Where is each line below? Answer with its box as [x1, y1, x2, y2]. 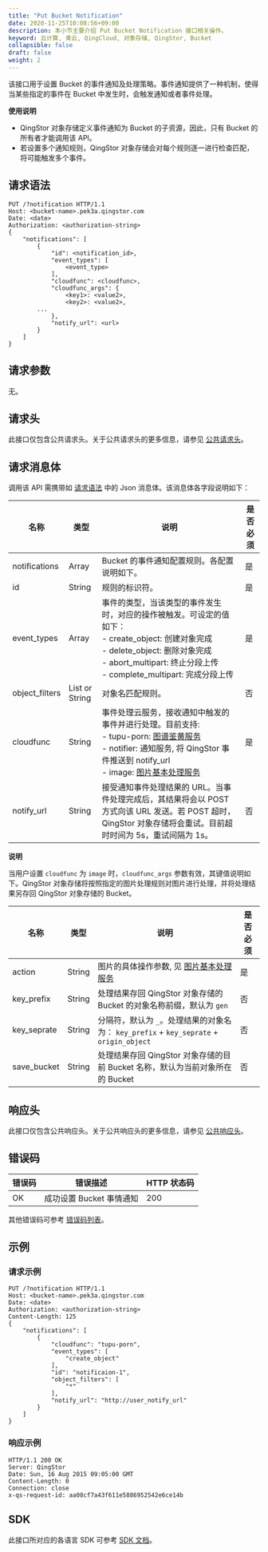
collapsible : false [8, 42, 73, 49]
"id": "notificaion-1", [50, 1368, 130, 1377]
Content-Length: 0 [8, 1477, 69, 1485]
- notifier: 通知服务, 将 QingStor [101, 743, 220, 754]
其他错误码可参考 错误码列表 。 [8, 1214, 108, 1224]
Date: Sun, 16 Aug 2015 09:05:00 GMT [8, 1470, 134, 1478]
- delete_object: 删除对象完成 [101, 645, 212, 656]
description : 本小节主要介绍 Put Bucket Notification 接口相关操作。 [8, 26, 227, 34]
